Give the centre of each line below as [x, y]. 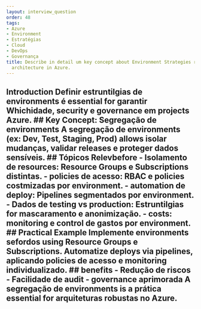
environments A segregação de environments [93, 129]
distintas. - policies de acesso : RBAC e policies [95, 176]
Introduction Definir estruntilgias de [74, 91]
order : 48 [19, 17]
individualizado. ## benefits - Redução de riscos [99, 270]
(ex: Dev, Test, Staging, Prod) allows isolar [87, 139]
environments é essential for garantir [77, 101]
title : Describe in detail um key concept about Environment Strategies [99, 62]
